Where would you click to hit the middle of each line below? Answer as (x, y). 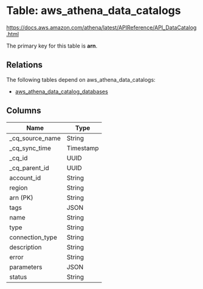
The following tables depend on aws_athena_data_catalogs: (81, 79)
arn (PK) (21, 198)
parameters (26, 267)
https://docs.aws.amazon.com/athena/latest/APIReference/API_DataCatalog (101, 27)
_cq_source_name (35, 138)
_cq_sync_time (30, 148)
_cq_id (19, 158)
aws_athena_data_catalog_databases (61, 91)
